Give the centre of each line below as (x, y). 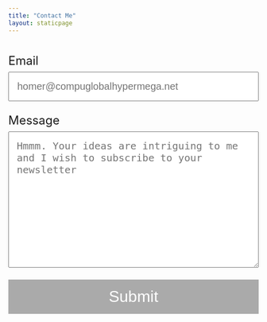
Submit (133, 297)
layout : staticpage (41, 23)
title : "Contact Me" (43, 16)
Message (34, 120)
